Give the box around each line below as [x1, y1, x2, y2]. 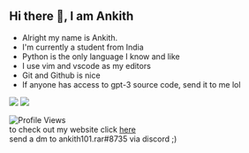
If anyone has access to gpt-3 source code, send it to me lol [21, 79, 241, 89]
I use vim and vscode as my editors [21, 60, 152, 71]
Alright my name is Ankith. [21, 32, 118, 42]
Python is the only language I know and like [21, 50, 180, 62]
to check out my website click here [9, 124, 137, 134]
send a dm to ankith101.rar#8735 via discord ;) [9, 134, 177, 144]
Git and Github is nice [21, 70, 101, 80]
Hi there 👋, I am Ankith [9, 9, 134, 24]
